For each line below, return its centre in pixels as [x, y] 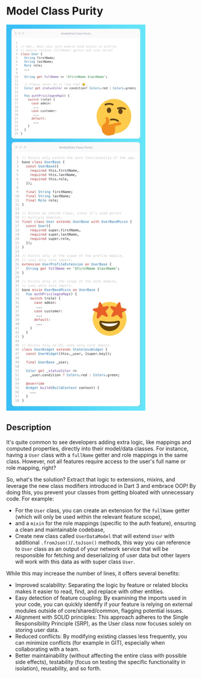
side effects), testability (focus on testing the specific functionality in [100, 662]
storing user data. [37, 630]
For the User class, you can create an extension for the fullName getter [102, 510]
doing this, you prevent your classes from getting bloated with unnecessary [100, 492]
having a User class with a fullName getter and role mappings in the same [97, 455]
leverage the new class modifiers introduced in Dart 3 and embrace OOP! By [101, 486]
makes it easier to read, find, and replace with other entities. [90, 591]
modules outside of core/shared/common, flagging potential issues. [99, 610]
